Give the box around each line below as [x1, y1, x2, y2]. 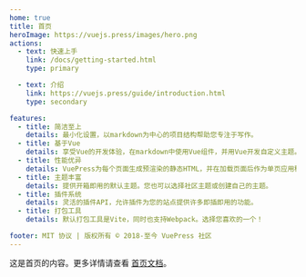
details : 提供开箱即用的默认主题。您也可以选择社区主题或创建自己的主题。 [25, 181, 273, 191]
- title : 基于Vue [17, 139, 81, 148]
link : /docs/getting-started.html [25, 55, 157, 64]
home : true [9, 13, 51, 23]
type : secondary [25, 97, 88, 106]
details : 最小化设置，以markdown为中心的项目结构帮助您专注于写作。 [25, 131, 258, 140]
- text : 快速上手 [17, 47, 78, 56]
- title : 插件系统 [17, 190, 82, 199]
